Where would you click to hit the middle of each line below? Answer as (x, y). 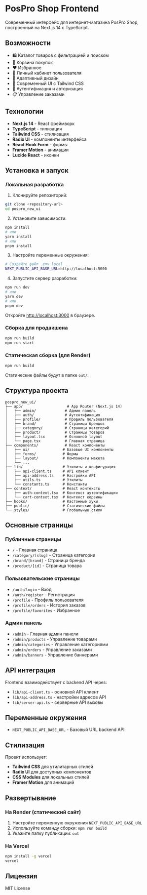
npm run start (20, 343)
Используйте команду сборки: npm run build (59, 828)
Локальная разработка (35, 184)
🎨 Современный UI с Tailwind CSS (48, 83)
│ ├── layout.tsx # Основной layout (54, 437)
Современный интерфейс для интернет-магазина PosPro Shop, (72, 22)
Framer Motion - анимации (40, 150)
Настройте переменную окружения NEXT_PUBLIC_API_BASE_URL (77, 822)
